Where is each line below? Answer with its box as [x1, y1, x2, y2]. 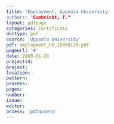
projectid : [6, 58, 33, 64]
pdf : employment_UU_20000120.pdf [6, 42, 90, 48]
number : [6, 92, 26, 98]
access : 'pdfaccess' [6, 108, 58, 114]
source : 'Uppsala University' [6, 36, 82, 42]
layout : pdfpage [6, 20, 47, 26]
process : [6, 81, 28, 87]
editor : [6, 103, 26, 109]
